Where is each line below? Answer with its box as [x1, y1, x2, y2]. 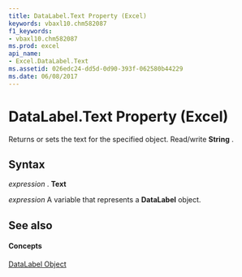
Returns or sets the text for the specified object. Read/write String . [8, 134, 234, 144]
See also [8, 219, 53, 232]
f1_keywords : [8, 27, 53, 35]
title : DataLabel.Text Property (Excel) [8, 11, 148, 20]
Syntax [8, 158, 45, 171]
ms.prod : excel [8, 42, 60, 50]
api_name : [8, 50, 42, 58]
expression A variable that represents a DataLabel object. [8, 195, 201, 205]
